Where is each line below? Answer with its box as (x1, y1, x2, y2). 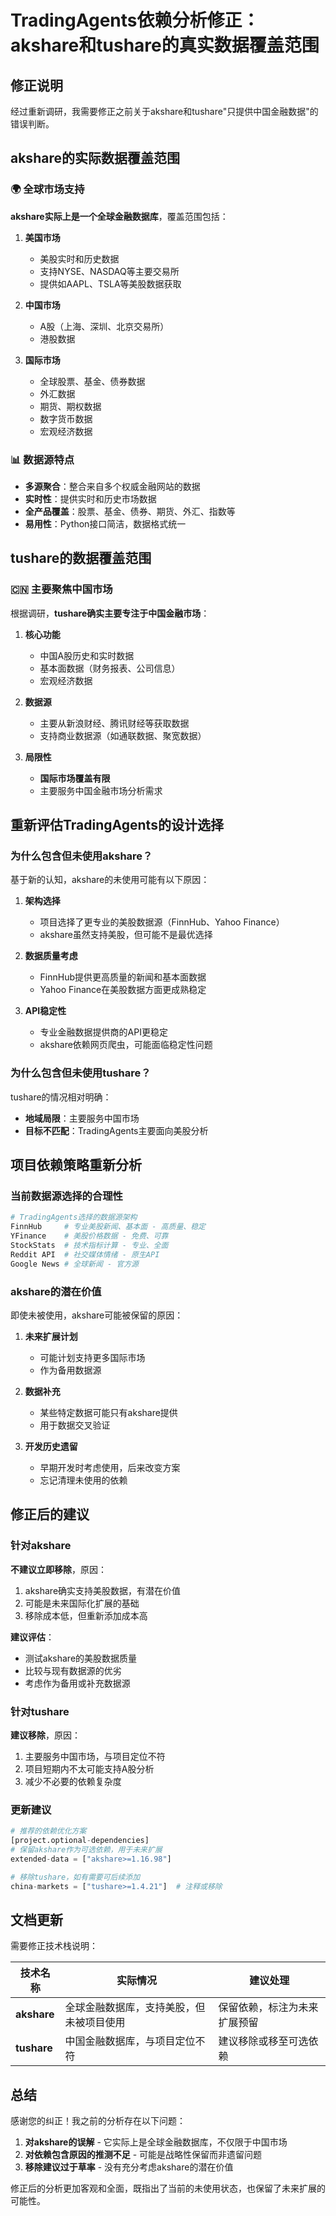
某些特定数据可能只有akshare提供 (39, 1406, 178, 1418)
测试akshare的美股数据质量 (24, 1652, 138, 1664)
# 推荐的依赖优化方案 (10, 1826, 87, 1836)
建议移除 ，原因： (10, 1729, 81, 1741)
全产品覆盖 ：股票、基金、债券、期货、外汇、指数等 (24, 505, 236, 517)
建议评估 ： (10, 1631, 55, 1643)
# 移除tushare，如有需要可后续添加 (10, 1872, 141, 1882)
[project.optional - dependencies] (10, 1836, 150, 1846)
